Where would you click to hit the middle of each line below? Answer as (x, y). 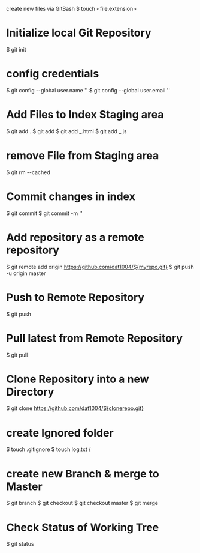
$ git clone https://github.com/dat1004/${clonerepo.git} (75, 408)
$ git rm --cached (28, 172)
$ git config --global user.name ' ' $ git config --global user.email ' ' (88, 90)
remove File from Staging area (83, 156)
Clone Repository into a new (78, 379)
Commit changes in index (71, 196)
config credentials (53, 74)
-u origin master (26, 273)
